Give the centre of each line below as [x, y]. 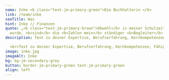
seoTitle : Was [20, 19]
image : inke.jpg [22, 51]
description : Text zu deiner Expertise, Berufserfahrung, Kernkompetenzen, [86, 38]
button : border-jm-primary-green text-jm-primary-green [65, 65]
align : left [18, 70]
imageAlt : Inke [21, 56]
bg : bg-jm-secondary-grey [32, 60]
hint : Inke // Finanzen [30, 24]
